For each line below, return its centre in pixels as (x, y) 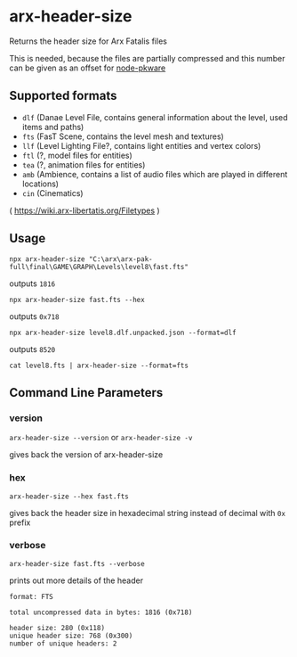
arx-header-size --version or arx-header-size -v (101, 438)
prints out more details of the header (76, 580)
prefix (20, 522)
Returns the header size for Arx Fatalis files (88, 41)
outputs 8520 (32, 349)
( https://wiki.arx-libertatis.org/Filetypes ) (84, 210)
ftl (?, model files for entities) (77, 155)
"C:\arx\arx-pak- (120, 259)
